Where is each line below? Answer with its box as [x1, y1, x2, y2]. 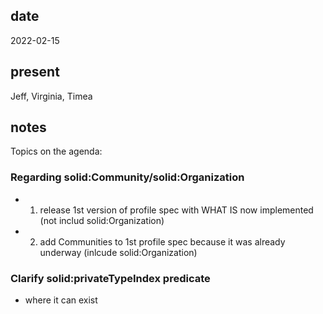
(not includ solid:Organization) [39, 214, 165, 226]
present [10, 64, 60, 81]
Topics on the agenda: [10, 145, 103, 158]
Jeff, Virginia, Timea [10, 90, 93, 102]
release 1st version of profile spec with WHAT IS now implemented [39, 204, 314, 216]
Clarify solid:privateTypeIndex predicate [10, 271, 211, 285]
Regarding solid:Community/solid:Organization [10, 170, 245, 184]
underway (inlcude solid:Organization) [39, 246, 198, 258]
